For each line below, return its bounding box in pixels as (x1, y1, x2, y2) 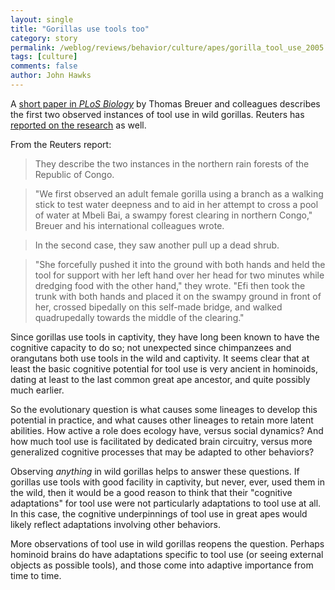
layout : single (10, 14, 74, 25)
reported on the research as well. (10, 119, 147, 131)
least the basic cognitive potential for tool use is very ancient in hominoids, (10, 362, 318, 375)
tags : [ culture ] (10, 52, 78, 62)
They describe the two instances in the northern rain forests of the (34, 157, 310, 170)
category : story (10, 33, 78, 43)
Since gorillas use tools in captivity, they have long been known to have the (10, 331, 320, 343)
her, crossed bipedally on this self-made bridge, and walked (34, 301, 283, 313)
